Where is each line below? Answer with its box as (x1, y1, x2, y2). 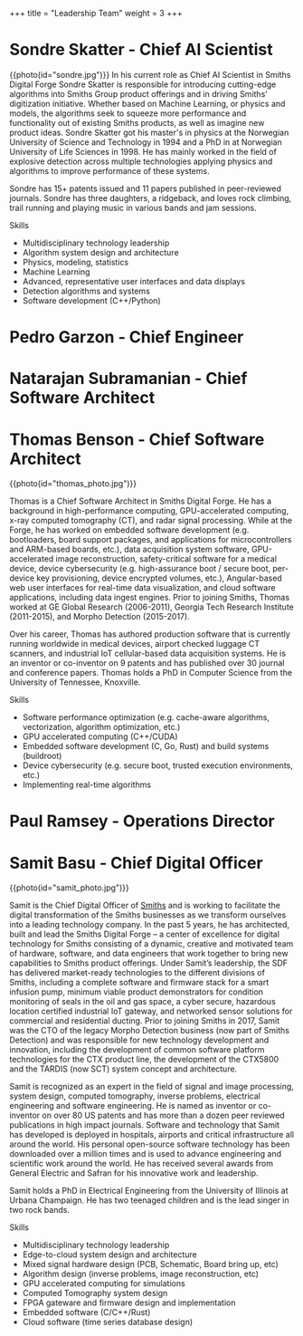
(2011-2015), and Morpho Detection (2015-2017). (9, 611, 190, 622)
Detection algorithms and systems (22, 285, 151, 296)
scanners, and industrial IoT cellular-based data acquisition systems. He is (9, 648, 287, 659)
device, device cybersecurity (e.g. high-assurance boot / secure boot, (9, 563, 271, 574)
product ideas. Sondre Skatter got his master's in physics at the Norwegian (9, 127, 289, 138)
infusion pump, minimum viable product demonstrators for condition (9, 986, 264, 997)
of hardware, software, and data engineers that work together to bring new (9, 948, 289, 959)
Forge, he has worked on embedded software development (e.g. (9, 524, 250, 535)
